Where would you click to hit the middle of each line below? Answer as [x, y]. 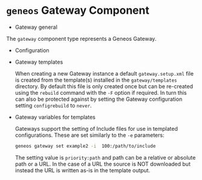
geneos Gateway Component [78, 10]
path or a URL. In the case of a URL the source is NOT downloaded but [103, 164]
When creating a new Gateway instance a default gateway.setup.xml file [104, 73]
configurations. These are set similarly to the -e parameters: [90, 135]
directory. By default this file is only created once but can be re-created [104, 86]
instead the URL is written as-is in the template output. [83, 170]
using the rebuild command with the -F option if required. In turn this [101, 92]
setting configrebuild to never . [53, 105]
